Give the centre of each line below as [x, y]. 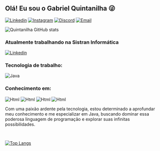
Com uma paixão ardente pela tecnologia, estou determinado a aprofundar [80, 109]
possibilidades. [20, 124]
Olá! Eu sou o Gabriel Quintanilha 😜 [60, 8]
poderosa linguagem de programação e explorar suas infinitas [68, 119]
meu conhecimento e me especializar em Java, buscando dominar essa [77, 114]
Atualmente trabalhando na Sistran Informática [62, 42]
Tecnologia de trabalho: [34, 66]
